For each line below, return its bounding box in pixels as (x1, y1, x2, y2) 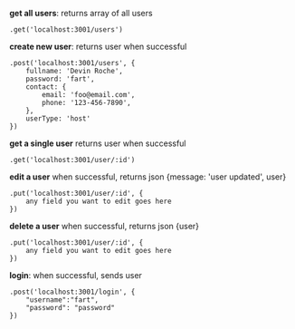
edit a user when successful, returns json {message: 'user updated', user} (9, 171, 287, 182)
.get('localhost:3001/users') (9, 25, 124, 34)
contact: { (25, 82, 67, 92)
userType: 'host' (25, 114, 91, 123)
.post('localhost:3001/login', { (9, 287, 136, 296)
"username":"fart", (25, 295, 100, 305)
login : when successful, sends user (9, 270, 143, 280)
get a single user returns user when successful (9, 138, 187, 149)
